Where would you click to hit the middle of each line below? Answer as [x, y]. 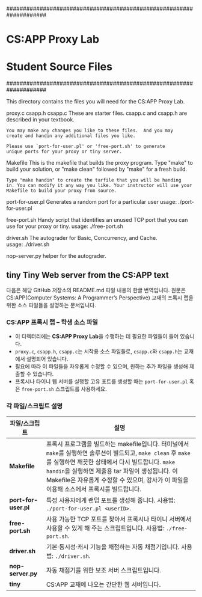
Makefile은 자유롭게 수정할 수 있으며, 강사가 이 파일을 [117, 480]
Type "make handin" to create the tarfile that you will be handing [94, 180]
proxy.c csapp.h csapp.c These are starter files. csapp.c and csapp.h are [97, 113]
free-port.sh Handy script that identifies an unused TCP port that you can [97, 220]
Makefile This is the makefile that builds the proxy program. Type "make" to [100, 163]
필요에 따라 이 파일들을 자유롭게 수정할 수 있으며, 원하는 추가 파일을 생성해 [101, 367]
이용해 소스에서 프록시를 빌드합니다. [94, 489]
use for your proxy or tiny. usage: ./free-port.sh [65, 226]
